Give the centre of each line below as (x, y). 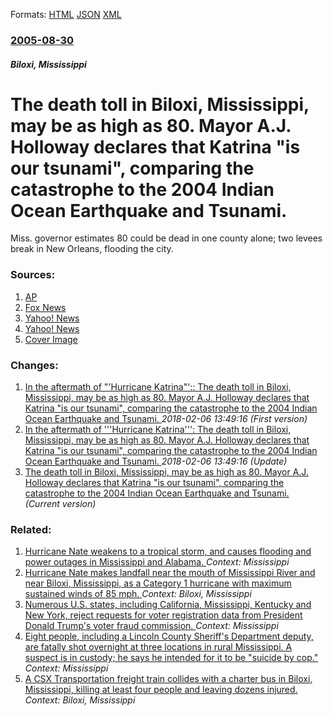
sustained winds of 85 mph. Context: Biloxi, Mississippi (138, 594)
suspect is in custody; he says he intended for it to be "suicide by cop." (171, 658)
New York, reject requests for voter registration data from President (163, 615)
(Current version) (60, 504)
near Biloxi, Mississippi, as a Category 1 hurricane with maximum (158, 583)
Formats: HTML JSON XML (66, 14)
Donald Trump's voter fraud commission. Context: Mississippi (151, 626)
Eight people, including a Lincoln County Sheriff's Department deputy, (169, 636)
